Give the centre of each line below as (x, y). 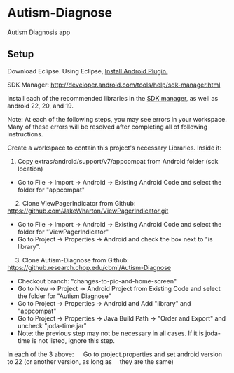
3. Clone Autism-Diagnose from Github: (72, 260)
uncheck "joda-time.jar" (52, 325)
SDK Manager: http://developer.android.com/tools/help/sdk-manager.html (114, 85)
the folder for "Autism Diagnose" (64, 296)
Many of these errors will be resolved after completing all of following (108, 127)
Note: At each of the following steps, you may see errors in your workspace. (117, 119)
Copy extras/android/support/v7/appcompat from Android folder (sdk (118, 161)
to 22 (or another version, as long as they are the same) (90, 361)
